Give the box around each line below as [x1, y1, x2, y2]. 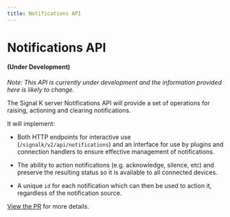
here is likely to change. [7, 85, 75, 94]
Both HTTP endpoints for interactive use [16, 133, 132, 141]
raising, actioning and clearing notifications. [7, 106, 131, 114]
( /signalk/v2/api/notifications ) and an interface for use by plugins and [16, 141, 224, 149]
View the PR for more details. [7, 203, 89, 211]
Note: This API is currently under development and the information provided [7, 79, 222, 87]
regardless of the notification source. [16, 189, 122, 197]
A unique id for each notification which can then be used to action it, [16, 182, 212, 190]
